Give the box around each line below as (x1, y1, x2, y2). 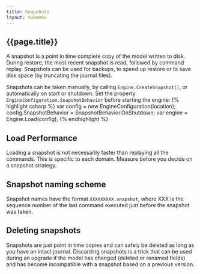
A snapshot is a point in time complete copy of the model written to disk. (6, 52, 186, 60)
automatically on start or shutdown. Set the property (6, 90, 136, 97)
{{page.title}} (6, 37, 58, 47)
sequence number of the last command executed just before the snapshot (6, 201, 190, 208)
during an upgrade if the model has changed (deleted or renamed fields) (6, 254, 186, 261)
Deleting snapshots (6, 225, 81, 235)
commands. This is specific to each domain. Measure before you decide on (6, 155, 193, 163)
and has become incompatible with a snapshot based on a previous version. (6, 260, 195, 268)
